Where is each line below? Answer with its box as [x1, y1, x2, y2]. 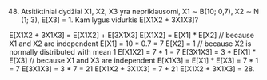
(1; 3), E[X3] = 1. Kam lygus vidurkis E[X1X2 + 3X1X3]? [20, 15, 199, 25]
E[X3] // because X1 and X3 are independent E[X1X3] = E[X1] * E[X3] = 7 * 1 [9, 55, 259, 65]
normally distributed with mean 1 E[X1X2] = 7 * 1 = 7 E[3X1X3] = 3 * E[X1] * [9, 48, 257, 56]
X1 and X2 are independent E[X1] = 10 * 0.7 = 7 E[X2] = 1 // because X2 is [9, 39, 252, 48]
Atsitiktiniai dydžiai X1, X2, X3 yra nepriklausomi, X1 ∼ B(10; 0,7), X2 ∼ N [20, 7, 259, 16]
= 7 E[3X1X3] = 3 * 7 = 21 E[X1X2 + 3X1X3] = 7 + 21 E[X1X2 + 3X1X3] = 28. [9, 64, 255, 74]
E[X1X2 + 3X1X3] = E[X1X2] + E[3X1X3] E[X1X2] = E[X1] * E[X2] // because [9, 31, 255, 40]
